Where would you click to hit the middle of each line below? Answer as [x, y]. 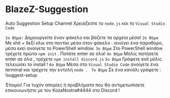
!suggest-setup [21, 75]
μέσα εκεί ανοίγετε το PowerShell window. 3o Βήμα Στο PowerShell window [84, 48]
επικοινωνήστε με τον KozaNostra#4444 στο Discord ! [63, 90]
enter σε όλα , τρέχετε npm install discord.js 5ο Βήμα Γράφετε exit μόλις [84, 59]
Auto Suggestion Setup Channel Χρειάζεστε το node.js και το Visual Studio [85, 23]
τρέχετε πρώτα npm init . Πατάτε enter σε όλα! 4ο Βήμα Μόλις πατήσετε [82, 54]
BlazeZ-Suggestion [47, 9]
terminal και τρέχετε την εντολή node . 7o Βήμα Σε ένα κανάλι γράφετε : [83, 70]
